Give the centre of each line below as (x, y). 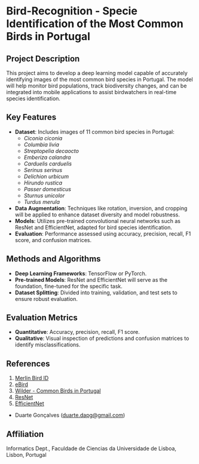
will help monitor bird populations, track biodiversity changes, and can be (97, 86)
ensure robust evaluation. (46, 299)
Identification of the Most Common (95, 24)
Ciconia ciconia (43, 138)
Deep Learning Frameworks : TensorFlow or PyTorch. (81, 273)
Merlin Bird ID (32, 378)
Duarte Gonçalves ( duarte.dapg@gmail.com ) (70, 415)
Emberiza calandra (47, 157)
